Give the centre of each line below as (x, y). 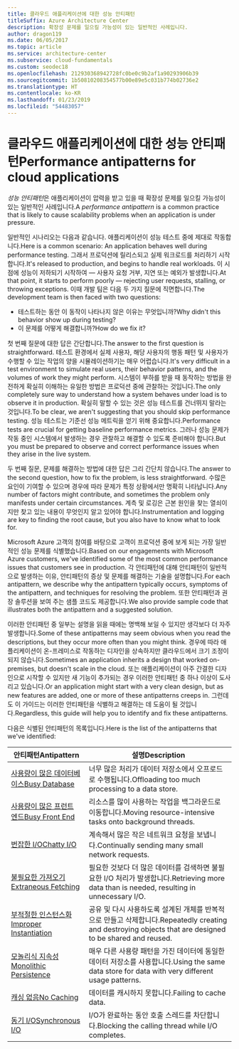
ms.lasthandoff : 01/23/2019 (49, 100)
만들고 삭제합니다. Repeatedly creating (165, 920)
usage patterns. (115, 980)
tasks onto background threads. (142, 821)
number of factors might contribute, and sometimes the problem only (108, 494)
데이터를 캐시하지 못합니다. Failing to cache (157, 993)
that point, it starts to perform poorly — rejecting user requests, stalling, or (116, 280)
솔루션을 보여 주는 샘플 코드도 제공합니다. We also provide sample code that (122, 601)
